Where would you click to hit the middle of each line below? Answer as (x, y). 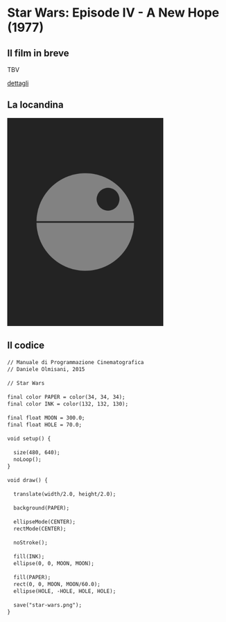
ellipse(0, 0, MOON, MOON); (54, 563)
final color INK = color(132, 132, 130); (68, 404)
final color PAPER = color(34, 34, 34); (67, 397)
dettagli (18, 83)
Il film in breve (38, 53)
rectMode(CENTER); (40, 528)
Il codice (26, 346)
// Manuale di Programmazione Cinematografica (76, 362)
